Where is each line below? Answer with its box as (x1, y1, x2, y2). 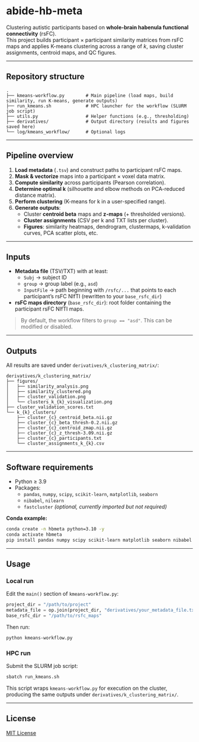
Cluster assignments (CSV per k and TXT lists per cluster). (23, 216, 169, 223)
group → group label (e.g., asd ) (23, 280, 98, 287)
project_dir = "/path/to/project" (6, 602, 92, 608)
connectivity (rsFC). (6, 30, 57, 37)
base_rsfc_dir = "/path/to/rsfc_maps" (6, 613, 102, 619)
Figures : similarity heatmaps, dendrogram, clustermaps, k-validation (23, 223, 191, 230)
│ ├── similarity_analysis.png (6, 383, 89, 389)
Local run (6, 577, 34, 585)
